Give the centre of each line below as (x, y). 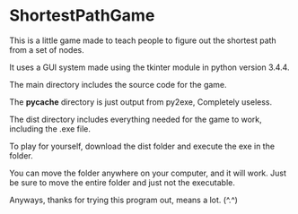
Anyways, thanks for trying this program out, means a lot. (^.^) (123, 200)
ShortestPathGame (82, 16)
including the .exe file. (50, 128)
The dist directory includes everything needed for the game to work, (136, 119)
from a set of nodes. (47, 49)
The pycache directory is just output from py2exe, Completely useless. (141, 102)
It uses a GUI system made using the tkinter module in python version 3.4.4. (149, 67)
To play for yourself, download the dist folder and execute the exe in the (142, 146)
